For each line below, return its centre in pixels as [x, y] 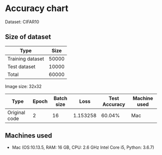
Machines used [28, 136]
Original [16, 113]
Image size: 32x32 [23, 86]
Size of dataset [28, 37]
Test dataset [21, 67]
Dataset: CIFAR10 [22, 22]
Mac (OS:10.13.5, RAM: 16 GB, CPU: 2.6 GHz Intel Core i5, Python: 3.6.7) [83, 147]
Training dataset [26, 58]
